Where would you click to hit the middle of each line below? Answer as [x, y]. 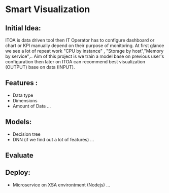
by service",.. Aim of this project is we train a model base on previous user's [85, 56]
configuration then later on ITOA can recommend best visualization [75, 62]
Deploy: [18, 172]
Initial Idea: [23, 28]
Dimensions [25, 100]
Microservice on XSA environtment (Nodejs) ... [61, 185]
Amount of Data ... [32, 106]
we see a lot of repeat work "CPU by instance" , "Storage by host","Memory [84, 51]
